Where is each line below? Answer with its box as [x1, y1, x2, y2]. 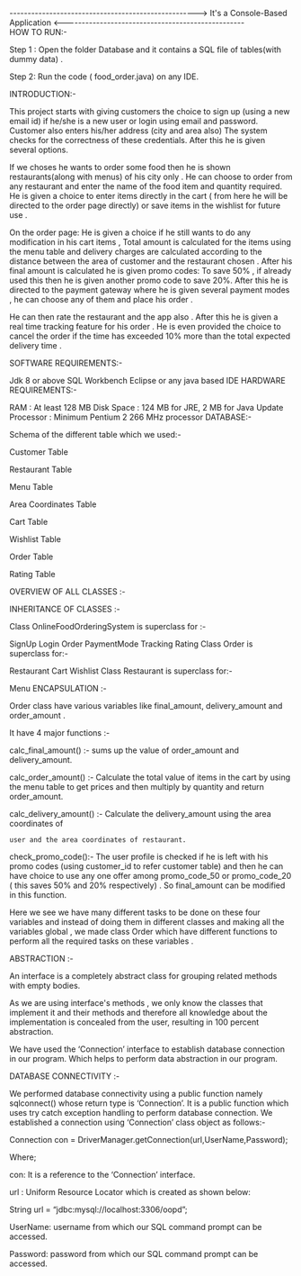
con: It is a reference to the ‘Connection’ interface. [9, 1170, 196, 1180]
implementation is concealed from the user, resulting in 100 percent [9, 1017, 260, 1027]
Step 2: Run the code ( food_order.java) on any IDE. [9, 71, 199, 82]
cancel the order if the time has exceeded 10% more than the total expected [9, 330, 291, 341]
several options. [9, 144, 69, 155]
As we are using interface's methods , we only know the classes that [9, 998, 263, 1008]
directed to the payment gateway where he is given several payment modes [9, 285, 290, 295]
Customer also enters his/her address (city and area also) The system [9, 125, 268, 136]
